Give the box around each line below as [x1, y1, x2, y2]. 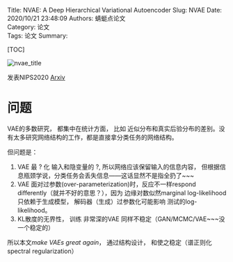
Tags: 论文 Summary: [7, 31, 68, 40]
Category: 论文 [7, 23, 50, 31]
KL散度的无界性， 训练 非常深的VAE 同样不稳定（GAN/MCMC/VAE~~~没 [17, 215, 225, 223]
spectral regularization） [7, 247, 78, 255]
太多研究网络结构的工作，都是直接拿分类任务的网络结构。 [13, 133, 178, 141]
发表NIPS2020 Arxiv [7, 73, 65, 81]
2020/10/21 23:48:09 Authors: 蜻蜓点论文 [7, 14, 126, 22]
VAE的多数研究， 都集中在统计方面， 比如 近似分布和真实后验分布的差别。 [7, 124, 219, 133]
